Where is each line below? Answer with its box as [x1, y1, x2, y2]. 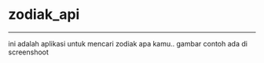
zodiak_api [8, 6, 80, 24]
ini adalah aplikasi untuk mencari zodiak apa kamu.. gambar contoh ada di [8, 39, 247, 48]
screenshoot [8, 47, 49, 57]
